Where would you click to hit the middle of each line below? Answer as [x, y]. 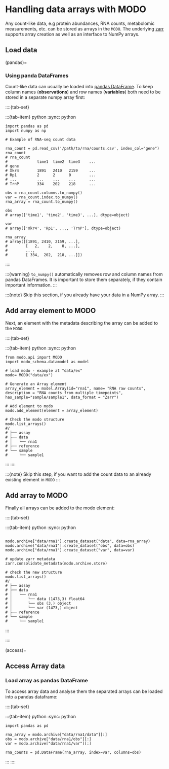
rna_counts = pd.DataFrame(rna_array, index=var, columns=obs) [73, 753]
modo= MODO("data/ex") [29, 375]
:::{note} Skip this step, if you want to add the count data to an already [78, 474]
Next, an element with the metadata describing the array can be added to [82, 323]
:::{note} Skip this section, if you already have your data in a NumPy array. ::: [85, 295]
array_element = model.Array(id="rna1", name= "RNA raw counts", [75, 388]
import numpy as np [26, 131]
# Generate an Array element [36, 384]
